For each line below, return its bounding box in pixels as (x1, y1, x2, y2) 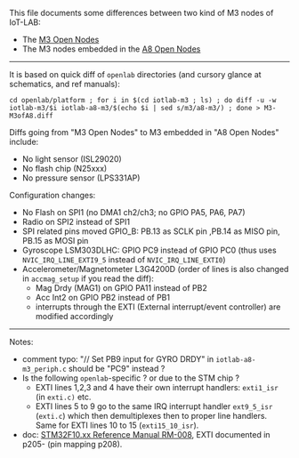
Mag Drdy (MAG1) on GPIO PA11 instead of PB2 (35, 283, 207, 293)
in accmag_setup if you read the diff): (21, 273, 154, 284)
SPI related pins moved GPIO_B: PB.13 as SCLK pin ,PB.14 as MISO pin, (21, 226, 280, 237)
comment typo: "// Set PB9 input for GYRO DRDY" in (21, 354, 214, 364)
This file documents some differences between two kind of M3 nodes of (9, 8, 274, 18)
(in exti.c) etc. (35, 391, 92, 402)
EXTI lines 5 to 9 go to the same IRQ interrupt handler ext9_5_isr (35, 401, 273, 412)
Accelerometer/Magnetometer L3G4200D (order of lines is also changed (21, 264, 289, 274)
